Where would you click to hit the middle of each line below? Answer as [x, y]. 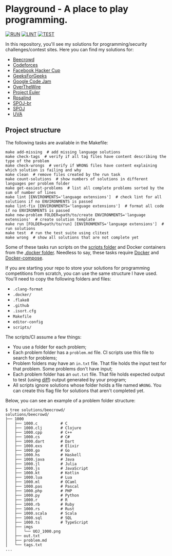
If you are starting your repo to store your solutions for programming [78, 268]
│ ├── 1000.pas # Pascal [42, 486]
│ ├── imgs [19, 527]
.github [21, 305]
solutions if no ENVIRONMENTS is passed [49, 201]
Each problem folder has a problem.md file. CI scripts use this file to [83, 352]
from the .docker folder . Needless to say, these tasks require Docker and [82, 252]
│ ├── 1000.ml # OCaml [41, 482]
